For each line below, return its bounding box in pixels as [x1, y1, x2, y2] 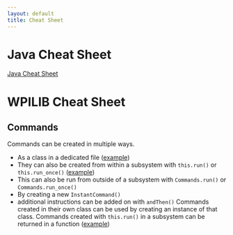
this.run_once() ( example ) [17, 168, 95, 177]
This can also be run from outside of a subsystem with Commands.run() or [17, 175, 227, 184]
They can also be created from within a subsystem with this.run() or [17, 161, 217, 169]
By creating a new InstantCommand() [17, 191, 121, 199]
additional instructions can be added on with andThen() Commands [17, 197, 209, 206]
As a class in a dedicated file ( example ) [17, 154, 130, 162]
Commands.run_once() [17, 184, 77, 191]
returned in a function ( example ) [17, 220, 110, 228]
